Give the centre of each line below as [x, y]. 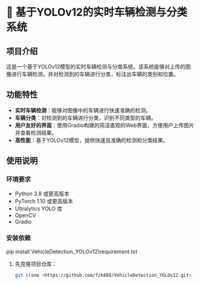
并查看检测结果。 [36, 133]
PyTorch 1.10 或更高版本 [44, 201]
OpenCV [25, 215]
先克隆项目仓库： [36, 264]
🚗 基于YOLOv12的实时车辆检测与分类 [97, 12]
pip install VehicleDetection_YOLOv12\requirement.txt [72, 251]
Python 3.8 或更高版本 [42, 193]
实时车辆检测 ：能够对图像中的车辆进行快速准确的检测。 [83, 110]
